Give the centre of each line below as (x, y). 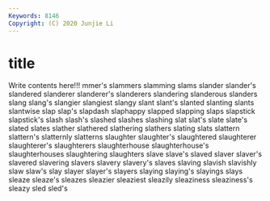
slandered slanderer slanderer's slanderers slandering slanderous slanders (133, 94)
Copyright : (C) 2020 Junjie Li (61, 23)
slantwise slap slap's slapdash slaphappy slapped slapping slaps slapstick (132, 111)
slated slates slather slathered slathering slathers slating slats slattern (124, 128)
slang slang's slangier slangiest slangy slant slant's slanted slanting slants (131, 103)
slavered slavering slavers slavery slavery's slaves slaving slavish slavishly (133, 163)
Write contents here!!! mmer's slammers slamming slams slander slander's (132, 86)
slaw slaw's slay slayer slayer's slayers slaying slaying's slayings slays (126, 171)
